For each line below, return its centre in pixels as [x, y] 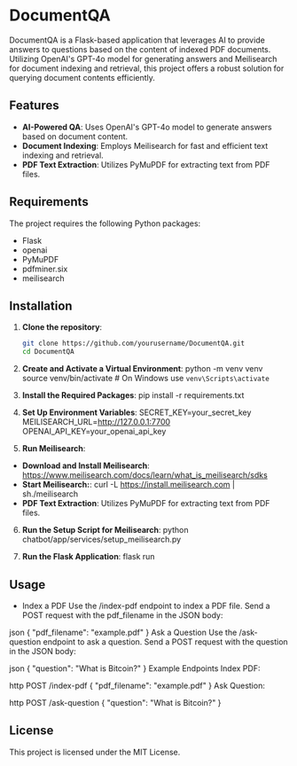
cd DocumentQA [48, 352]
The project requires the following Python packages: [105, 223]
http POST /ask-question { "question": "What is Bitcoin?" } [115, 702]
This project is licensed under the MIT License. [95, 752]
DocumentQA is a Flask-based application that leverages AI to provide [137, 40]
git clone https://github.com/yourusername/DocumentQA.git [133, 344]
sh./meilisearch [50, 494]
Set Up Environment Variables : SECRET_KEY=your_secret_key [137, 412]
